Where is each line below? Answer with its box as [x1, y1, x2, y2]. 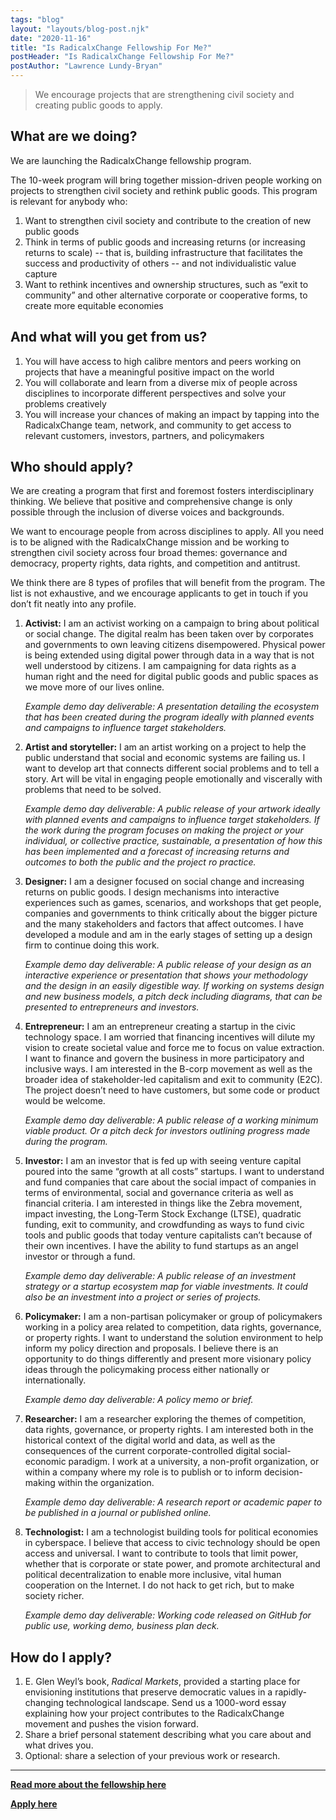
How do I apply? [10, 1649, 113, 1666]
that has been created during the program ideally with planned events [24, 711, 315, 723]
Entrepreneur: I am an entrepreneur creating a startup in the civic [24, 1021, 296, 1033]
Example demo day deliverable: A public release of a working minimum [24, 1114, 319, 1126]
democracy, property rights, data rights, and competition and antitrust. [10, 557, 301, 570]
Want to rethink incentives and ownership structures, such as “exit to [24, 278, 309, 290]
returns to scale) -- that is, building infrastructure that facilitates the [24, 246, 303, 258]
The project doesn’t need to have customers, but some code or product [24, 1084, 320, 1096]
